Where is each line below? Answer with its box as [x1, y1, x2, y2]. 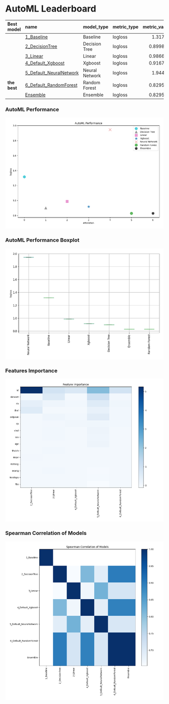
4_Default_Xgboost [25, 60, 65, 66]
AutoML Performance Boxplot [5, 236, 79, 243]
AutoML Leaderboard [5, 3, 97, 15]
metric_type [112, 24, 139, 30]
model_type [82, 24, 109, 30]
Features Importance [5, 367, 58, 374]
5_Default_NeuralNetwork [25, 70, 79, 76]
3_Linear [25, 53, 44, 59]
